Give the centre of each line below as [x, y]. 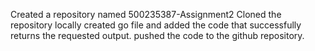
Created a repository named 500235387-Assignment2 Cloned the [146, 14]
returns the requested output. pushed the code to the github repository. [157, 35]
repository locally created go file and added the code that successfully [156, 25]
